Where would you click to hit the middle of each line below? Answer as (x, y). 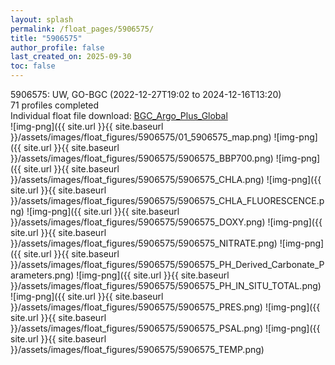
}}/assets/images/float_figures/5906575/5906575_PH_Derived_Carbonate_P (167, 264)
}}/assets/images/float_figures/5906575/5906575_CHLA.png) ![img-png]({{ (166, 179)
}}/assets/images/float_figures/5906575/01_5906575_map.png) (141, 137)
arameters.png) (42, 275)
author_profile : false (57, 47)
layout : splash (42, 19)
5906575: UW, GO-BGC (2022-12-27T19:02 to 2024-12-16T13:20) (146, 94)
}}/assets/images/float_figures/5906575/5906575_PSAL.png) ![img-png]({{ (165, 328)
